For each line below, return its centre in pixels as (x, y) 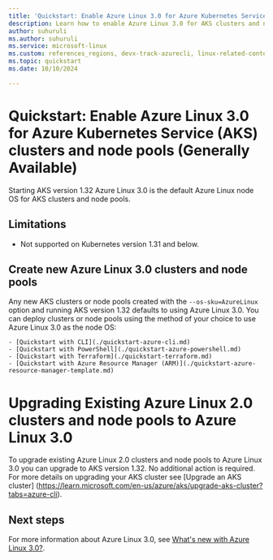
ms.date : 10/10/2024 (43, 69)
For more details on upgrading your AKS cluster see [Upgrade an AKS (125, 477)
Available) (43, 168)
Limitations (37, 224)
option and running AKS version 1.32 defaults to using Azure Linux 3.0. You (134, 310)
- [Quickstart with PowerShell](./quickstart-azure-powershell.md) (125, 350)
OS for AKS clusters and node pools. (70, 199)
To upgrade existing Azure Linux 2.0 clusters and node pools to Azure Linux (135, 460)
